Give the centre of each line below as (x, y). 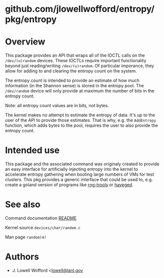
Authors (22, 257)
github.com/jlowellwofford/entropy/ (80, 9)
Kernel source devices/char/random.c (43, 228)
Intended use (32, 151)
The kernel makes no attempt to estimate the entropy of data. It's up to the (80, 115)
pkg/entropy (31, 19)
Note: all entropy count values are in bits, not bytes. (57, 106)
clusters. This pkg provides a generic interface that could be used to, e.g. (79, 180)
